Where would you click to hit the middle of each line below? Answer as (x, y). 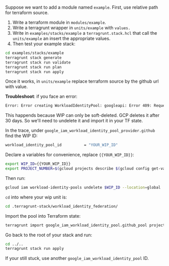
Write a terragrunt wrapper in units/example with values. (71, 28)
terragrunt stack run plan (33, 67)
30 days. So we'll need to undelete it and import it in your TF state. (74, 121)
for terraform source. (27, 13)
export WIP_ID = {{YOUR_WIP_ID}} (38, 164)
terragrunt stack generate (33, 57)
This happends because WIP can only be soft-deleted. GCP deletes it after (82, 115)
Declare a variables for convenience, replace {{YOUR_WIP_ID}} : (70, 155)
